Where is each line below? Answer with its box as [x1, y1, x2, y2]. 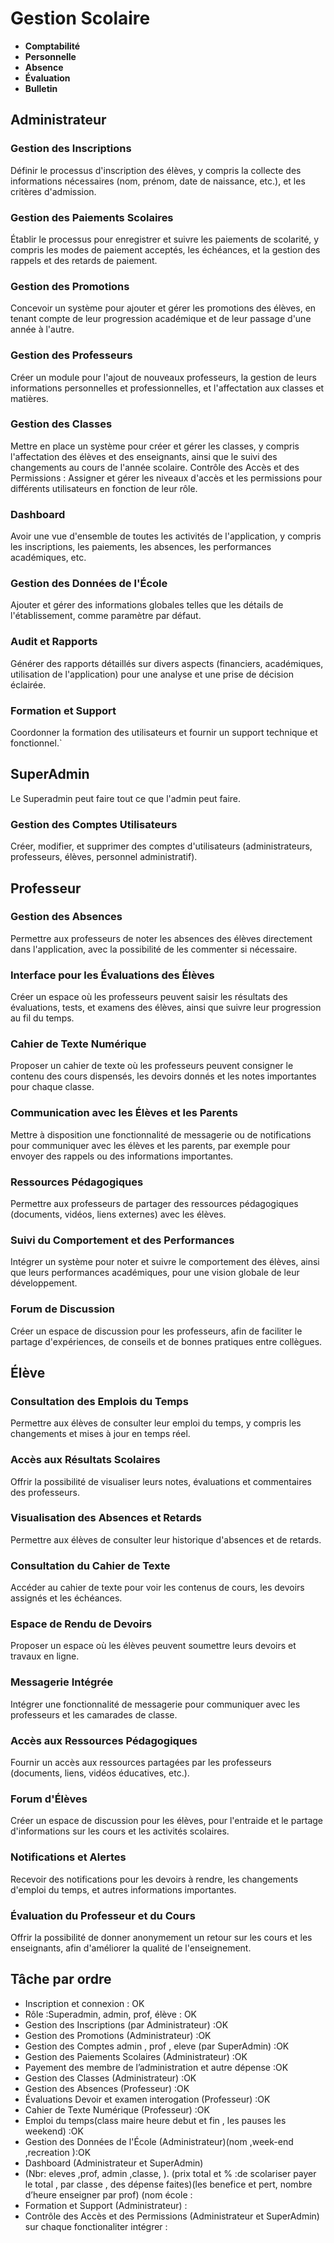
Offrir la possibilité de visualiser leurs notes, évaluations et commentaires [10, 1475, 312, 1487]
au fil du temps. [10, 1012, 75, 1024]
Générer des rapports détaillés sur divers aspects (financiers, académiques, [10, 657, 324, 669]
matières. [10, 392, 49, 404]
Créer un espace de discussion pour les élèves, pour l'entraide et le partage [10, 1815, 324, 1827]
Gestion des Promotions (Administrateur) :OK [24, 2029, 212, 2041]
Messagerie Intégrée [10, 1675, 114, 1689]
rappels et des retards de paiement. [10, 254, 158, 266]
